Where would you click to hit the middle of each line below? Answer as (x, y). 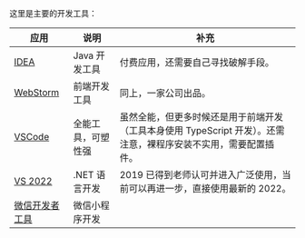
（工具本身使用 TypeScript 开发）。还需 (202, 130)
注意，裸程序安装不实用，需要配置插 (197, 144)
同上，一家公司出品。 (165, 93)
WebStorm (37, 92)
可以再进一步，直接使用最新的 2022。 (210, 188)
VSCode (32, 137)
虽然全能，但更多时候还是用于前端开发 (202, 117)
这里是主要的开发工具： (53, 13)
